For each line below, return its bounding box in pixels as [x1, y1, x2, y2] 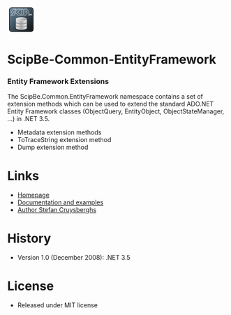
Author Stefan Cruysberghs [17, 206, 96, 214]
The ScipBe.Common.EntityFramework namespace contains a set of [7, 92, 204, 101]
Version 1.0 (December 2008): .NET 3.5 [17, 253, 131, 262]
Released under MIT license [17, 301, 98, 309]
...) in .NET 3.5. [7, 115, 50, 123]
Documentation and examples [17, 198, 104, 206]
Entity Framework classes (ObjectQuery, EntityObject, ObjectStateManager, [7, 107, 225, 115]
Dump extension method [17, 143, 89, 152]
